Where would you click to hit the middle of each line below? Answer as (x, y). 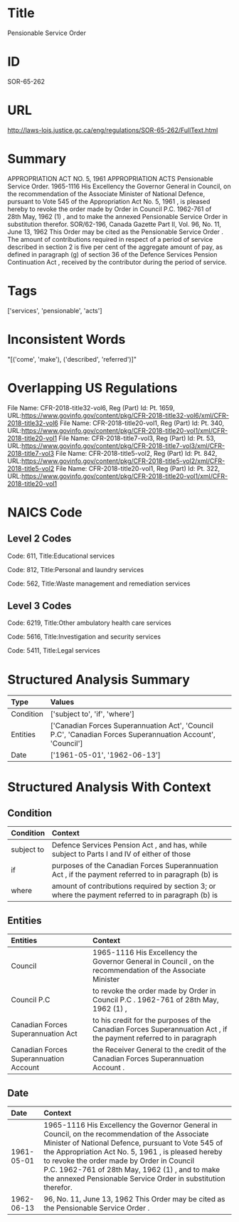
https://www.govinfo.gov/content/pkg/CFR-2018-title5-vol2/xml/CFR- (123, 461)
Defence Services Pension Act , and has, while (130, 845)
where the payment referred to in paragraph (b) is (135, 895)
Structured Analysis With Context (109, 787)
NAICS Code (45, 512)
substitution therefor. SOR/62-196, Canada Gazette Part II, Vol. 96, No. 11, (115, 224)
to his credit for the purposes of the (152, 1020)
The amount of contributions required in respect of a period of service (110, 239)
